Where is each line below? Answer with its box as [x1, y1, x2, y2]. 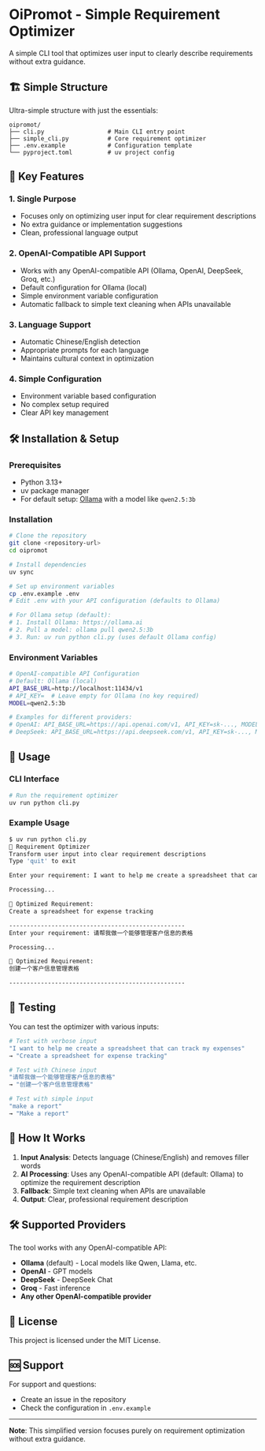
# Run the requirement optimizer [9, 791, 119, 799]
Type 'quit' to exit [9, 858, 77, 866]
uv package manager [20, 486, 90, 496]
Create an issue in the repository [20, 1395, 127, 1404]
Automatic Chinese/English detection [20, 337, 141, 346]
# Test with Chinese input [9, 1066, 98, 1074]
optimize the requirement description [20, 1177, 141, 1187]
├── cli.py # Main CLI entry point [9, 128, 186, 136]
